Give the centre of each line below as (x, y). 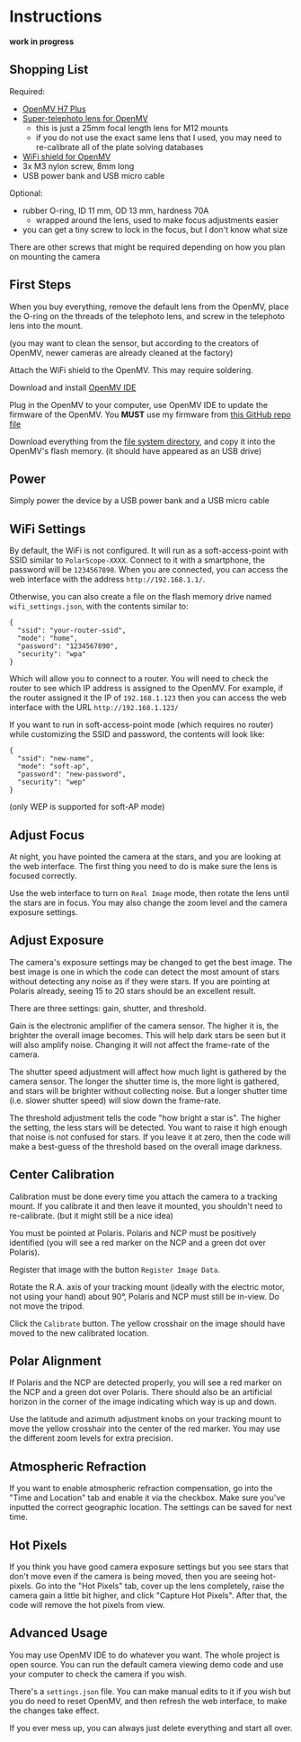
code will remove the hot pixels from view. (87, 1605)
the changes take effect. (54, 1711)
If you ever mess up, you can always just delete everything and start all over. (151, 1728)
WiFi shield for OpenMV (66, 156)
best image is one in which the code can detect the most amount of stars (145, 972)
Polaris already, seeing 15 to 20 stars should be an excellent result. (133, 991)
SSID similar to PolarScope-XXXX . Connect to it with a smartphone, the (137, 560)
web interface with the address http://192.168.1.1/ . (107, 579)
